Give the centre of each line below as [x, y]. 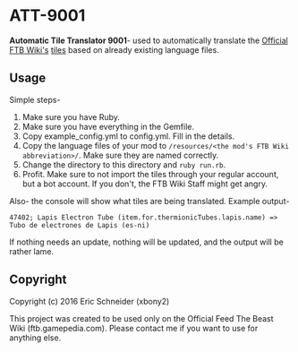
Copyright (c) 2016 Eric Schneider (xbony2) [89, 301]
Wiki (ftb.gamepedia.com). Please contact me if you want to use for [134, 328]
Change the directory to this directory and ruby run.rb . [124, 164]
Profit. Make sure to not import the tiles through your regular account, [150, 174]
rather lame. [32, 251]
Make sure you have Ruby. [71, 116]
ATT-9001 [47, 16]
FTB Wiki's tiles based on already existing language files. [114, 49]
